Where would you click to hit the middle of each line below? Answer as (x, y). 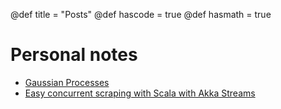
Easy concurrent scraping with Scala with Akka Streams (140, 93)
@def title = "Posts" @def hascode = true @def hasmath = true (141, 14)
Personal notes (74, 55)
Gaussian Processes (67, 82)
